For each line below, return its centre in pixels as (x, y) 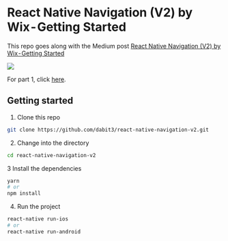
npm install (24, 194)
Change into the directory (53, 143)
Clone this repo (38, 117)
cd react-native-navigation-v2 (52, 155)
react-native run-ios (38, 219)
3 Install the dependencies (44, 168)
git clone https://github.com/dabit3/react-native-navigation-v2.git (108, 130)
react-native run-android (44, 231)
